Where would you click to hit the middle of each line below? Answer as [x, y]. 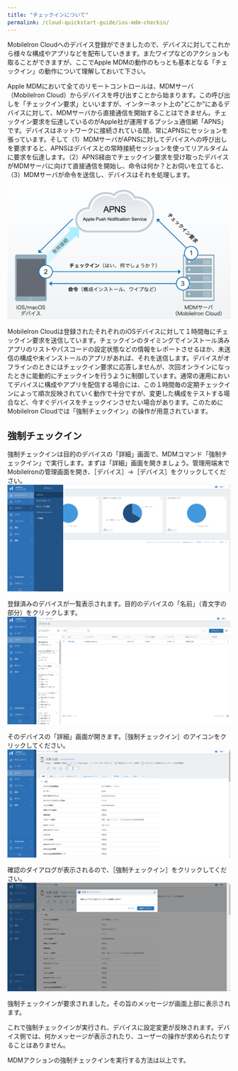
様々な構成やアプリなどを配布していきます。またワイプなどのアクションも [121, 53]
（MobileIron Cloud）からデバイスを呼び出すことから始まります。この [109, 95]
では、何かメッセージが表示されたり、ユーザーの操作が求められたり [125, 1036]
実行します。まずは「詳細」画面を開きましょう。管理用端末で [140, 463]
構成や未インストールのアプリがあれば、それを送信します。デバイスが [121, 358]
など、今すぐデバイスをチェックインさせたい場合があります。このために [118, 402]
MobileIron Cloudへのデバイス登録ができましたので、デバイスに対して [109, 44]
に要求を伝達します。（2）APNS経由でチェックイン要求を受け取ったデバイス [118, 157]
